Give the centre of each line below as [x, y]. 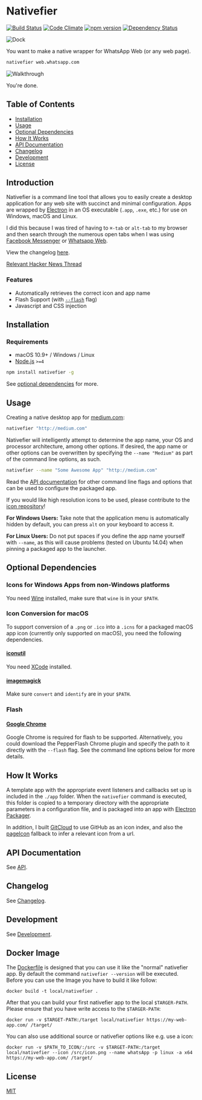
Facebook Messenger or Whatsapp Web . [57, 241]
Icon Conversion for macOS [48, 614]
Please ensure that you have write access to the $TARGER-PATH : [84, 1009]
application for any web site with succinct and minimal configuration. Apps [99, 204]
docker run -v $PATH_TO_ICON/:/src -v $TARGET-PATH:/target [84, 1048]
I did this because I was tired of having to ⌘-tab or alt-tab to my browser [97, 228]
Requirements [27, 342]
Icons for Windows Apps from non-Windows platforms [88, 585]
